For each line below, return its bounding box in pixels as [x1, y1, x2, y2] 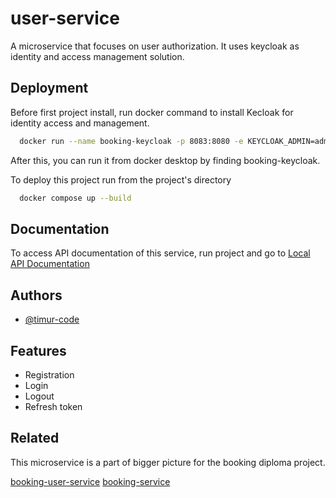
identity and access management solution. [10, 50, 185, 62]
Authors [10, 287, 63, 304]
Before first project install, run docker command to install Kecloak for [10, 106, 294, 118]
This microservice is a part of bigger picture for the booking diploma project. [10, 456, 326, 468]
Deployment [10, 80, 89, 97]
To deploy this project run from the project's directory [10, 173, 232, 186]
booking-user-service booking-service [10, 475, 171, 487]
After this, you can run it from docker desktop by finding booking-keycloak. [10, 154, 321, 166]
